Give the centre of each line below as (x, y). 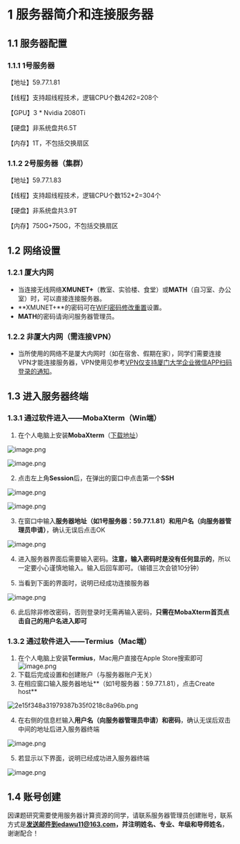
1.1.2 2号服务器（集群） (47, 163)
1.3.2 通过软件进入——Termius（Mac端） (79, 641)
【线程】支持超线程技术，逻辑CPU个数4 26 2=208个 (83, 97)
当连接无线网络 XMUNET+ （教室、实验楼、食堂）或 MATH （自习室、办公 (124, 289)
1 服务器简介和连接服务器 (80, 15)
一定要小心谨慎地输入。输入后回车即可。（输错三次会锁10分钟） (110, 567)
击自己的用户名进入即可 (52, 621)
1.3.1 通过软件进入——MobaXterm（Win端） (84, 418)
